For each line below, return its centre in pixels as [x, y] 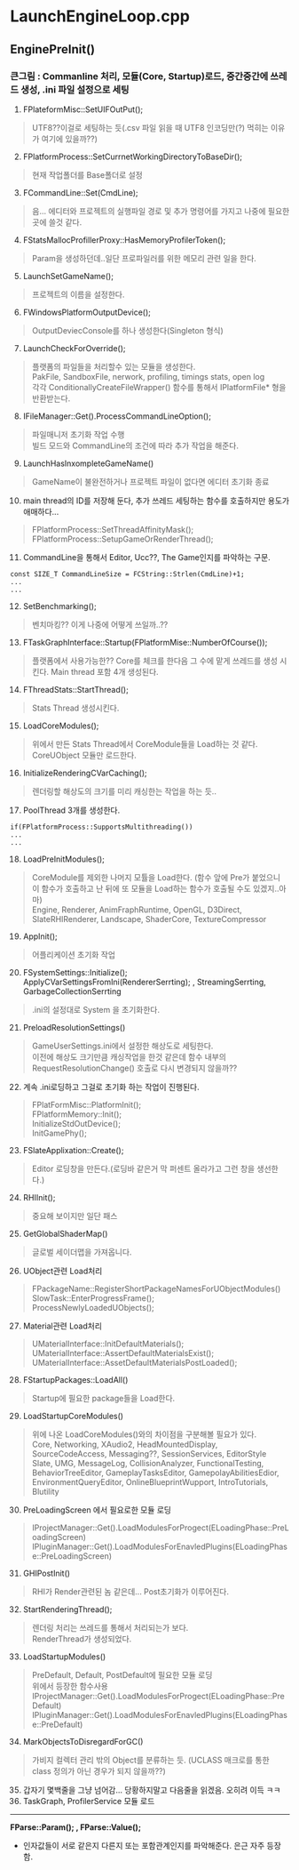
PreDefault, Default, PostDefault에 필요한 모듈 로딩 [122, 1674]
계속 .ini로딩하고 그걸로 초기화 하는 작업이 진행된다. [111, 1087]
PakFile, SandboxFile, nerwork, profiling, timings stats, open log [148, 376]
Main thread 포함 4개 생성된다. [105, 671]
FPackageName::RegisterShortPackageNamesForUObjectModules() [156, 1288]
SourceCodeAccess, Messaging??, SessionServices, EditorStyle [149, 1453]
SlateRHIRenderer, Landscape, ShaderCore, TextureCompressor [149, 919]
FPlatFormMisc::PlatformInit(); [86, 1104]
